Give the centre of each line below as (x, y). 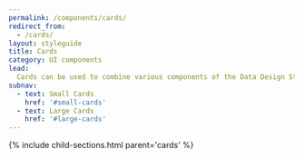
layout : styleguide (45, 43)
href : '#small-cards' (65, 102)
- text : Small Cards (55, 94)
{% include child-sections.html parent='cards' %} (101, 145)
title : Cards (33, 52)
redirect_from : (37, 26)
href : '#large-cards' (65, 119)
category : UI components (55, 60)
